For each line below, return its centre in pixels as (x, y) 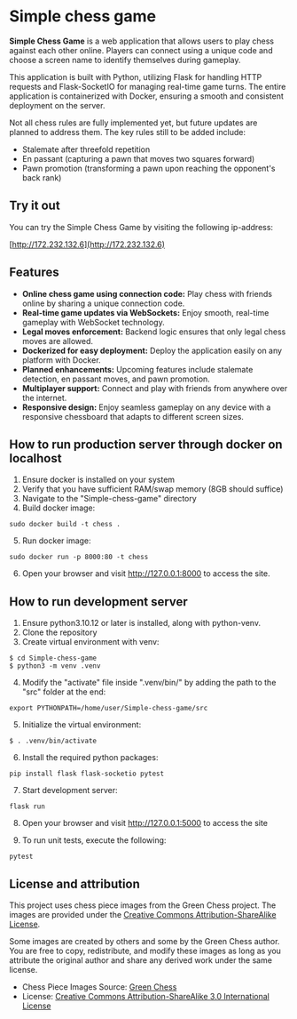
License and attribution (74, 883)
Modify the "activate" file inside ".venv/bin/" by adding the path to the (149, 683)
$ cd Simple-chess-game (53, 658)
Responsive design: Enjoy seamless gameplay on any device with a (146, 407)
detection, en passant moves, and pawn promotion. (116, 379)
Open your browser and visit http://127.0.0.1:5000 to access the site (145, 823)
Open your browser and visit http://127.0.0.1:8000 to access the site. (146, 574)
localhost (35, 458)
